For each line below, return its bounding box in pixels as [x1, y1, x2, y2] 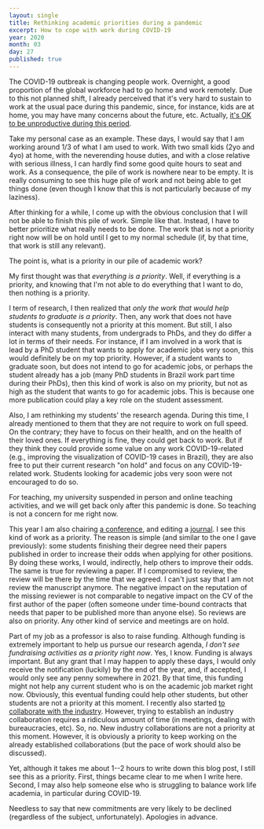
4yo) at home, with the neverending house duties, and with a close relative [9, 150, 251, 160]
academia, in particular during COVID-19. [9, 788, 142, 798]
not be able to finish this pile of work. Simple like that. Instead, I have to [9, 215, 240, 225]
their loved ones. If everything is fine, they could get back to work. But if [9, 435, 243, 445]
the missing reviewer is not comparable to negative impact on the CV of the [9, 591, 254, 600]
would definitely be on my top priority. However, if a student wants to [9, 353, 233, 362]
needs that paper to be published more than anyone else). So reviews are [9, 607, 247, 617]
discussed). [9, 748, 47, 757]
